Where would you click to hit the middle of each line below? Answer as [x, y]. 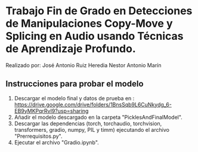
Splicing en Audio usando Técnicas [95, 36]
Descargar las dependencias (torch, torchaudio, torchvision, [88, 123]
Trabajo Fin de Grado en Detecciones [99, 11]
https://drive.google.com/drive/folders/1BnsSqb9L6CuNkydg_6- [93, 104]
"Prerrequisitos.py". [38, 136]
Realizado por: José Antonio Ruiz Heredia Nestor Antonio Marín [83, 65]
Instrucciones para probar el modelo [75, 84]
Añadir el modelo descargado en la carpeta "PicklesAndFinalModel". [98, 117]
